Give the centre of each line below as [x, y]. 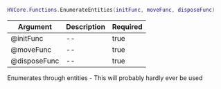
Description [86, 26]
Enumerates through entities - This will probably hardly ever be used [105, 78]
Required [127, 26]
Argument [35, 26]
